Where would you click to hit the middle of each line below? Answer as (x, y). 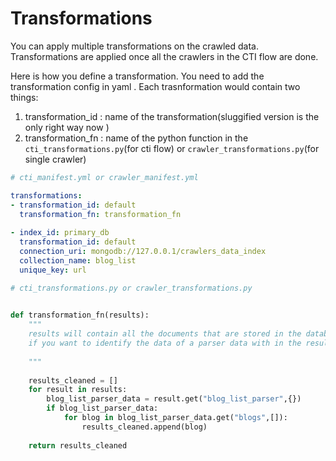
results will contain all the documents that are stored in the (165, 334)
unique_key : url (53, 270)
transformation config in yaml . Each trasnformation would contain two (155, 86)
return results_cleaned (78, 445)
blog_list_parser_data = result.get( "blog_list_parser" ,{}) (174, 399)
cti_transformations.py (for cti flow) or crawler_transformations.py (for (172, 148)
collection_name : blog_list (78, 260)
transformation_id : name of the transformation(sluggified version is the (172, 116)
